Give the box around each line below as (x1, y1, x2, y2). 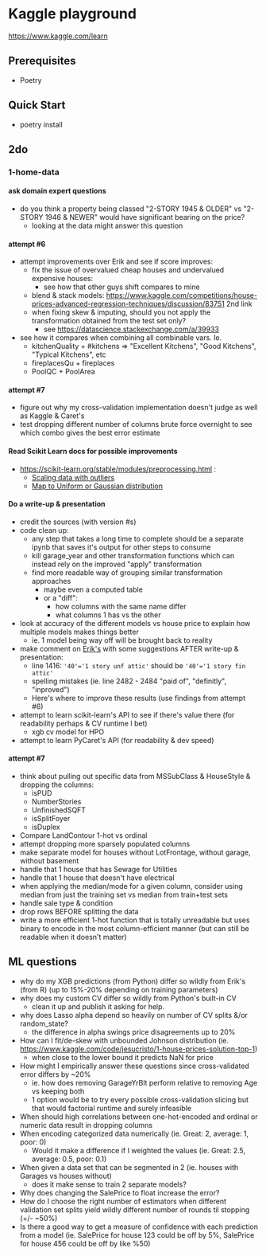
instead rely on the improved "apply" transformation (31, 559, 202, 569)
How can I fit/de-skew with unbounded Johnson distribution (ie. (19, 1035, 229, 1045)
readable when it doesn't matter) (19, 933, 127, 942)
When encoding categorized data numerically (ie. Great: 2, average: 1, (19, 1129, 249, 1138)
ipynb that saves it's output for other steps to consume (31, 542, 211, 552)
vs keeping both (31, 1086, 85, 1096)
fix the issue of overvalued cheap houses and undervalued (31, 265, 225, 275)
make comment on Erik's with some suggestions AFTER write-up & (19, 644, 239, 653)
